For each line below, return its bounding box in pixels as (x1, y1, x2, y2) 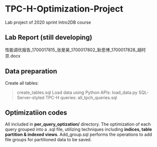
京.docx (5, 53, 21, 59)
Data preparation (5, 67, 57, 75)
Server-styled (16, 94, 45, 100)
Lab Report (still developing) (5, 33, 93, 42)
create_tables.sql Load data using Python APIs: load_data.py (16, 89, 138, 95)
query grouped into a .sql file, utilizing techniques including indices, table (5, 127, 152, 132)
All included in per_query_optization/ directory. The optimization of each (5, 121, 151, 127)
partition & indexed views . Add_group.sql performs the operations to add (5, 132, 152, 137)
